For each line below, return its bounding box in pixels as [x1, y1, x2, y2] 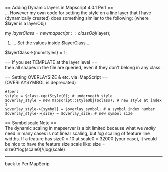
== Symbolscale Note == [5, 120, 57, 126]
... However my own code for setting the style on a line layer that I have [5, 10, 151, 16]
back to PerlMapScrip [5, 161, 50, 167]
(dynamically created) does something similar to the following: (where [5, 15, 149, 21]
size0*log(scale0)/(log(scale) [5, 146, 66, 152]
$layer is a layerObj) [5, 20, 46, 26]
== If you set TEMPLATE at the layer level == [5, 59, 97, 65]
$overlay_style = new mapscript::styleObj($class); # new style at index [5, 98, 162, 103]
